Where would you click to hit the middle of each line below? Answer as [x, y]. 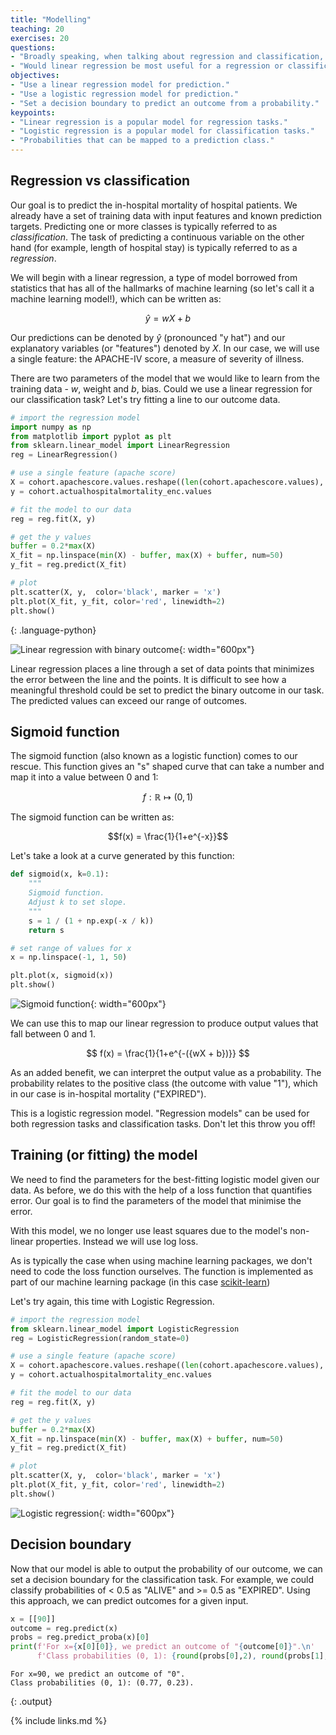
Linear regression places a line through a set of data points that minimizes [162, 668]
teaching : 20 [37, 29]
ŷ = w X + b [168, 318]
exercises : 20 [40, 38]
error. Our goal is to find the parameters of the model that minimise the [156, 1200]
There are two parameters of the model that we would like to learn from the [165, 378]
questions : [33, 47]
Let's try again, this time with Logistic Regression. [112, 1301]
